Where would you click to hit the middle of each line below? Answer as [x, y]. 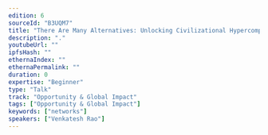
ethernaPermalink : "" [44, 67]
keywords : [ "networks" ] [48, 112]
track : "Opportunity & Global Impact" [73, 97]
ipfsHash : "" [30, 52]
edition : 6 [26, 15]
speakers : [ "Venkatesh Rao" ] [57, 119]
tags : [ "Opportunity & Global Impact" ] [75, 104]
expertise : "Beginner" [46, 82]
